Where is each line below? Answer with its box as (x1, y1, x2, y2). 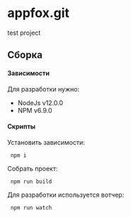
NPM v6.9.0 (17, 106, 52, 114)
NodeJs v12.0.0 (17, 98, 64, 107)
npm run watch (10, 204, 52, 211)
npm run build (10, 178, 52, 185)
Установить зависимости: (7, 138, 85, 146)
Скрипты (7, 122, 36, 131)
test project (7, 28, 41, 37)
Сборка (7, 49, 42, 61)
